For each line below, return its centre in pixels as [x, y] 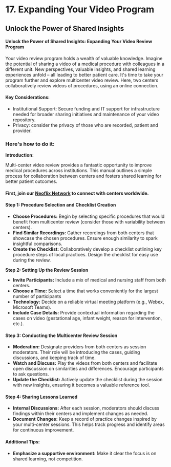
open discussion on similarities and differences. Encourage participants [88, 369]
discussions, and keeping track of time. [54, 358]
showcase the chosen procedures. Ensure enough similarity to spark [85, 238]
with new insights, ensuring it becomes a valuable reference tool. [81, 385]
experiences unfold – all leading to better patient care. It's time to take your [84, 74]
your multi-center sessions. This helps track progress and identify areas [89, 424]
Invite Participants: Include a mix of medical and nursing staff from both [89, 280]
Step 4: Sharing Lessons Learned [41, 397]
